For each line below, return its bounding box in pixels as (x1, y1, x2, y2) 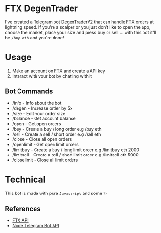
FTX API (12, 217, 29, 223)
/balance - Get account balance (12, 116, 76, 121)
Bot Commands (5, 87, 53, 96)
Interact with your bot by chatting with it (12, 73, 92, 78)
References (5, 205, 41, 213)
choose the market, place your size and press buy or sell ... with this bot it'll (5, 29, 157, 35)
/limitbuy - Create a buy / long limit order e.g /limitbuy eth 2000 (12, 147, 140, 153)
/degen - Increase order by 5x (12, 105, 73, 111)
